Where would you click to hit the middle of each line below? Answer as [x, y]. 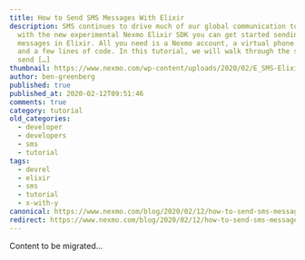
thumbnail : [30, 69]
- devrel [34, 169]
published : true [40, 85]
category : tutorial [46, 111]
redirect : [28, 220]
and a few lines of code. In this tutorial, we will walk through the [154, 52]
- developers [42, 136]
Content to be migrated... [56, 246]
